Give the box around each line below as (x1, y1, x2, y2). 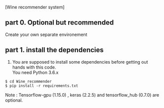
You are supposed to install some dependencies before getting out (12, 59, 148, 65)
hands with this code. (12, 64, 56, 70)
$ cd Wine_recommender (5, 79, 52, 84)
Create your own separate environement (5, 32, 87, 37)
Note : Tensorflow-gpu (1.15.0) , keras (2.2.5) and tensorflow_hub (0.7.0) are (5, 92, 160, 98)
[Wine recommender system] (5, 4, 65, 10)
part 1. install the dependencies (5, 46, 104, 54)
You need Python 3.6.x (12, 69, 59, 75)
